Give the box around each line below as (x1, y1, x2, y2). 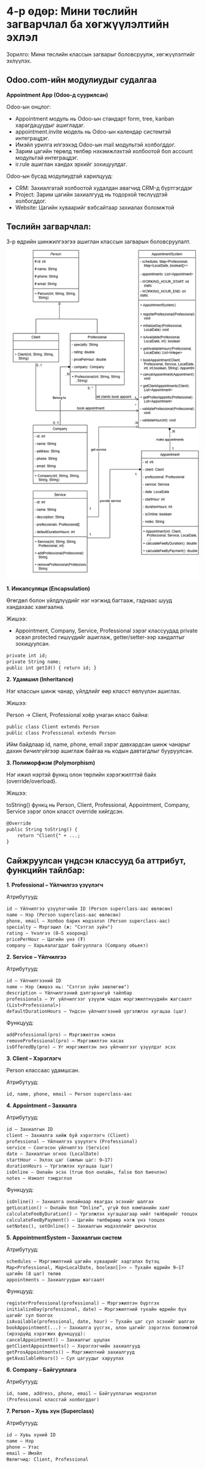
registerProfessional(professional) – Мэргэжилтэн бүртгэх (6, 1300, 160, 1306)
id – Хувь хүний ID (6, 1432, 56, 1438)
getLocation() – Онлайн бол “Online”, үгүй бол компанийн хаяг (6, 1205, 171, 1211)
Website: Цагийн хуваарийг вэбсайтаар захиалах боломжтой (15, 203, 175, 211)
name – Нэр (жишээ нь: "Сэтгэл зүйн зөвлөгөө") (6, 984, 130, 990)
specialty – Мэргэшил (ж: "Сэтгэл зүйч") (6, 924, 113, 931)
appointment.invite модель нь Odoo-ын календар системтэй (15, 127, 171, 135)
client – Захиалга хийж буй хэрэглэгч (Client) (6, 1132, 130, 1139)
